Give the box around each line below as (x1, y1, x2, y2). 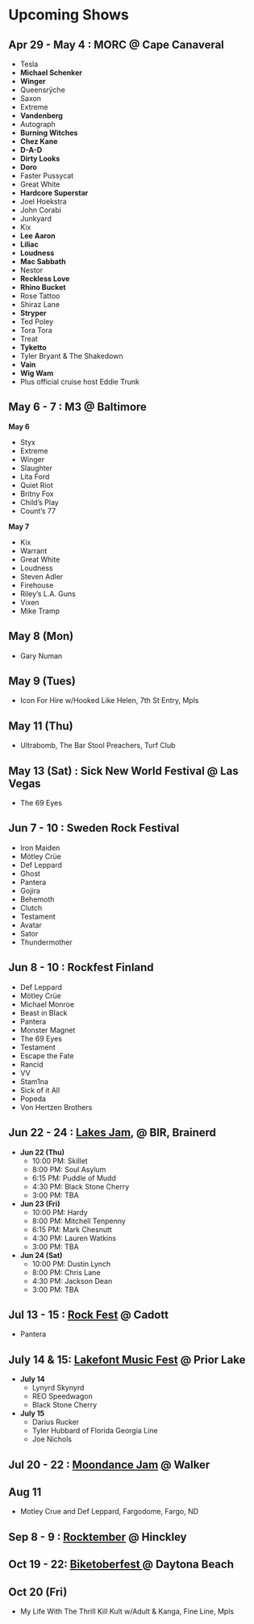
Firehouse (19, 580, 54, 590)
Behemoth (19, 894, 55, 904)
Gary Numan (19, 650, 63, 660)
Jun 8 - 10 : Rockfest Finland (8, 961, 155, 974)
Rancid (19, 1059, 44, 1069)
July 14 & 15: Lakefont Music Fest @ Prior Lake (8, 1353, 246, 1366)
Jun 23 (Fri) (19, 1198, 60, 1209)
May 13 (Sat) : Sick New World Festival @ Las (8, 764, 239, 777)
